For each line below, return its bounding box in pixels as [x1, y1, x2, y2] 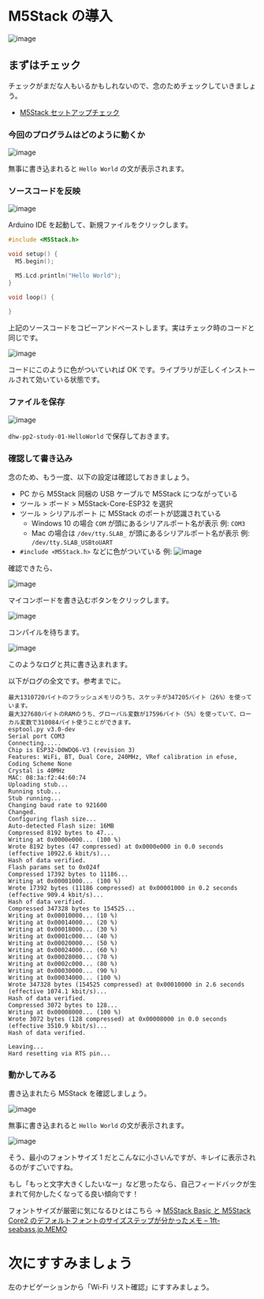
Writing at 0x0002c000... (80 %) [8, 959, 118, 968]
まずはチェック [8, 58, 81, 72]
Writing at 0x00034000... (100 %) [8, 973, 122, 981]
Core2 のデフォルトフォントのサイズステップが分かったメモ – [8, 1215, 208, 1226]
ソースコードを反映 [8, 185, 81, 196]
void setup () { [8, 250, 58, 259]
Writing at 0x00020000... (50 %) [8, 939, 118, 947]
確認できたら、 [8, 563, 57, 572]
